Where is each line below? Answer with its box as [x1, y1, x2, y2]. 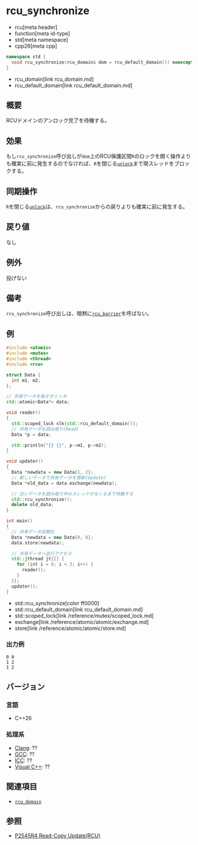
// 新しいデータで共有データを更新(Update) [11, 474, 107, 481]
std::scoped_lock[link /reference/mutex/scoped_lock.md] [14, 612, 154, 619]
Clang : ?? [14, 744, 38, 751]
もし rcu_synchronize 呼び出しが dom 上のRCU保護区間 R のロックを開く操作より [6, 153, 192, 160]
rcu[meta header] [14, 24, 58, 31]
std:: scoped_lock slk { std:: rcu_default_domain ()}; [11, 420, 138, 427]
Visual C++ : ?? [14, 763, 50, 770]
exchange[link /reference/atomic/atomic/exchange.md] [14, 618, 149, 625]
